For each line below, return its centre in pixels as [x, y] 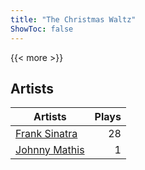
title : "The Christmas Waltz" [73, 19]
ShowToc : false [42, 29]
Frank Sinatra [46, 134]
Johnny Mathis [50, 150]
